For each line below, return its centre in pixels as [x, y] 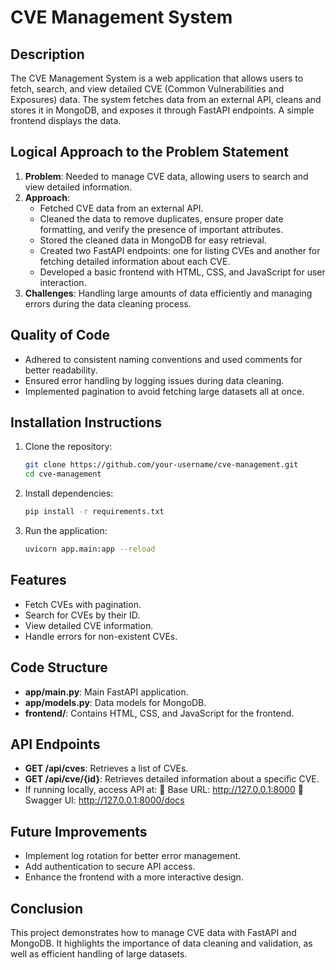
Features [38, 580]
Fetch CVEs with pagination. [83, 604]
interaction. [63, 282]
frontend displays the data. [66, 120]
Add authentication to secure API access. [110, 867]
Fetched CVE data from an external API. [121, 208]
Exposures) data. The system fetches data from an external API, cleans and [166, 99]
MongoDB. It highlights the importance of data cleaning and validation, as [161, 943]
